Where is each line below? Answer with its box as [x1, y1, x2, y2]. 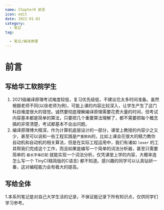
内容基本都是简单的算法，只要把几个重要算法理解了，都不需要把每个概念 [12, 115, 158, 121]
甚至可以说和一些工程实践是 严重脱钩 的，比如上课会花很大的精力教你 [21, 133, 156, 139]
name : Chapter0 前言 [5, 7, 46, 12]
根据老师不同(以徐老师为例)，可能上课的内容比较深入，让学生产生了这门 [12, 103, 158, 108]
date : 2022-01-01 [5, 16, 41, 21]
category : [5, 21, 25, 26]
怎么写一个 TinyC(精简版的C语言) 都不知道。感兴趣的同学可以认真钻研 [12, 157, 153, 163]
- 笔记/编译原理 [9, 39, 38, 44]
